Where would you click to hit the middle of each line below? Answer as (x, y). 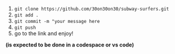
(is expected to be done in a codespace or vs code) (70, 45)
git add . (26, 15)
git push (25, 28)
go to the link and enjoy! (44, 33)
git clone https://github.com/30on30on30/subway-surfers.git (92, 9)
